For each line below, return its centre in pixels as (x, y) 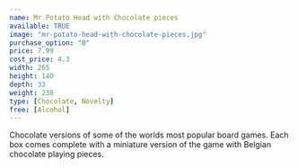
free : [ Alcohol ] (39, 110)
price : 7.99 (31, 51)
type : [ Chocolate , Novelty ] (62, 101)
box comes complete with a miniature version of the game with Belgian (140, 145)
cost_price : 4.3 (39, 59)
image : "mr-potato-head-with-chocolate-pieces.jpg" (108, 34)
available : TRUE (39, 26)
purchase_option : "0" (50, 43)
